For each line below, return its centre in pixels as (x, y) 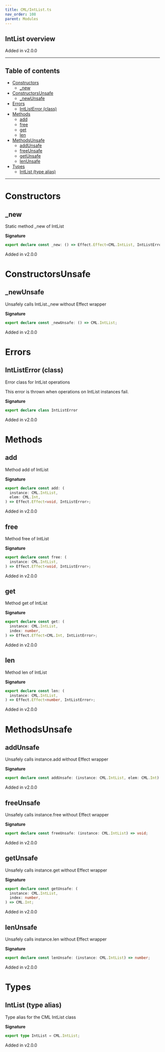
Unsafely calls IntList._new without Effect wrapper (56, 304)
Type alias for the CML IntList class (41, 1017)
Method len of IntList (26, 672)
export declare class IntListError (41, 410)
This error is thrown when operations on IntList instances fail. (67, 391)
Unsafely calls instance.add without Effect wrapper (57, 759)
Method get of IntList (26, 603)
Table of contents (32, 71)
